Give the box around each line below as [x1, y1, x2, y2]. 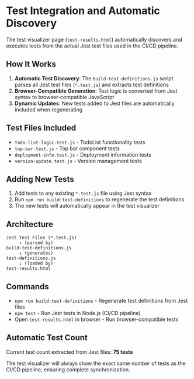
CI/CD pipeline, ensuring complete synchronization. [6, 366, 130, 373]
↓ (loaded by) [19, 260, 54, 266]
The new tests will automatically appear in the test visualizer [14, 202, 160, 209]
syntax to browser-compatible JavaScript [14, 93, 115, 100]
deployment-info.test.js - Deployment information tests [14, 151, 152, 158]
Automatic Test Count [6, 333, 88, 343]
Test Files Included [6, 123, 77, 133]
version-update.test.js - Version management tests [14, 157, 142, 164]
